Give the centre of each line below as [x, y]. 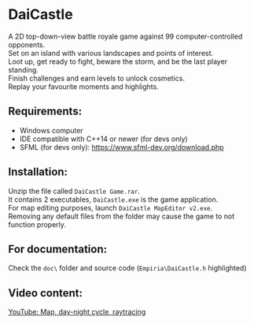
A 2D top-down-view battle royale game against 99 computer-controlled [125, 36]
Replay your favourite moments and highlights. [83, 86]
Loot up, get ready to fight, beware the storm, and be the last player [118, 61]
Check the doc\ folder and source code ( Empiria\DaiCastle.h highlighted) [127, 268]
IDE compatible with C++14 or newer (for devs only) [103, 139]
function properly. [37, 224]
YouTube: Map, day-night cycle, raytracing [77, 312]
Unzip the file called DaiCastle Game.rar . [74, 191]
